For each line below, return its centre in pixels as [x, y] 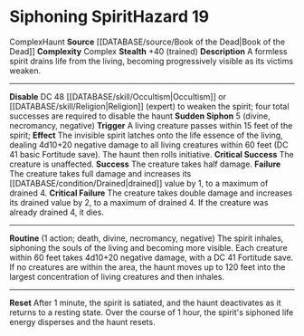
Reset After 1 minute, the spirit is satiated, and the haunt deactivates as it [146, 302]
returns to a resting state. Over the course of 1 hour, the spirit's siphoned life [152, 312]
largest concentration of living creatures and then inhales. [117, 276]
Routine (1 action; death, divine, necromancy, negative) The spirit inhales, [147, 238]
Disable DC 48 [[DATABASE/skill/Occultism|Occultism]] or [118, 96]
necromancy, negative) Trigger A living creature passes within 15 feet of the [151, 125]
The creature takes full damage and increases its [100, 173]
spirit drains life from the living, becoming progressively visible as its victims [152, 61]
